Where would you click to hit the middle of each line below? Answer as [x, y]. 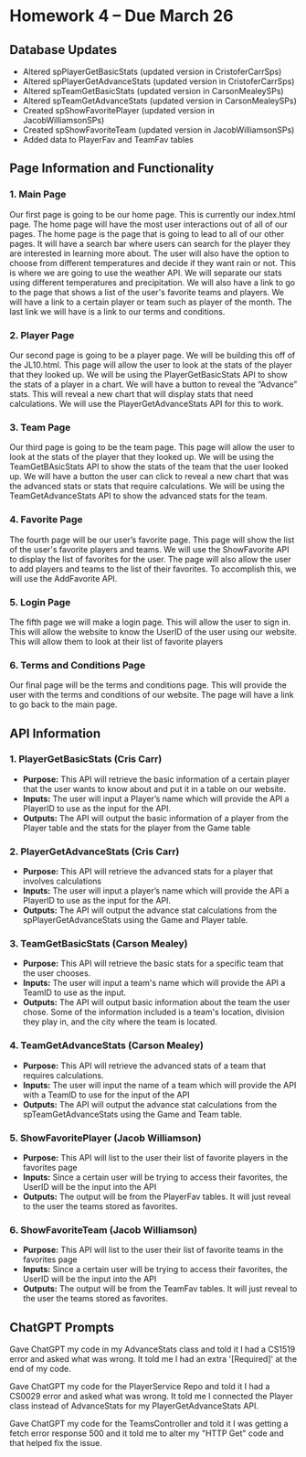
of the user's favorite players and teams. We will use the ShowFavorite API [149, 549]
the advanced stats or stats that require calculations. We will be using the [148, 487]
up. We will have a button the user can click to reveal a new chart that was [149, 477]
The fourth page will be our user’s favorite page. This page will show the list [152, 540]
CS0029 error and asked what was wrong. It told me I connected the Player [152, 1397]
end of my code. [40, 1369]
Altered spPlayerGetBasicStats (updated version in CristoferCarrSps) [152, 71]
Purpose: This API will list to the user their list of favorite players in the [155, 1158]
